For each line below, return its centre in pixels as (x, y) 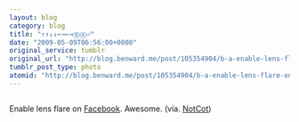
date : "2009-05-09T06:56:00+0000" (73, 42)
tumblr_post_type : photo (55, 68)
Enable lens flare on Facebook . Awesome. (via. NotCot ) (110, 109)
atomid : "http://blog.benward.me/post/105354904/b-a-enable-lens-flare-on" (153, 76)
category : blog (37, 26)
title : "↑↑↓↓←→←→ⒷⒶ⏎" (52, 34)
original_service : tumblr (57, 51)
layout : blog (33, 17)
